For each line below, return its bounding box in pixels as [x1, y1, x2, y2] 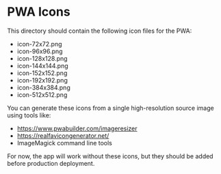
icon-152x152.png [16, 69, 68, 77]
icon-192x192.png [16, 76, 68, 84]
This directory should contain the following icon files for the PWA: [7, 27, 192, 35]
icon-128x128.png [16, 54, 68, 62]
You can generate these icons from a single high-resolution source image [7, 104, 214, 112]
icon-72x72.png [16, 40, 63, 48]
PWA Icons [7, 4, 70, 20]
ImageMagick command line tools [16, 139, 113, 147]
